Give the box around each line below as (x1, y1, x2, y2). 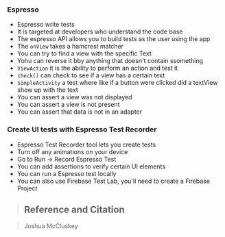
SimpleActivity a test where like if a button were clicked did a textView (16, 79, 218, 87)
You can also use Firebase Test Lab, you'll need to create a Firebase (16, 177, 211, 185)
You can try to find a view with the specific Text (16, 49, 152, 58)
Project (16, 184, 38, 192)
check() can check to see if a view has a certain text (16, 71, 165, 79)
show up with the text (16, 86, 79, 94)
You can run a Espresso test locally (16, 169, 117, 177)
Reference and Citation (23, 203, 125, 215)
